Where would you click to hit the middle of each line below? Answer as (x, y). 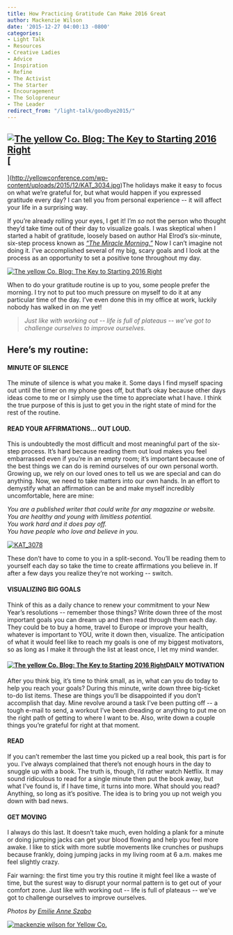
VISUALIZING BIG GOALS (44, 589)
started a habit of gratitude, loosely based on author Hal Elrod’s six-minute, (115, 235)
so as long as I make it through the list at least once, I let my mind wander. (113, 649)
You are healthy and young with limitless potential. (80, 517)
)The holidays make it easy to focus (171, 185)
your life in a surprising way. (48, 207)
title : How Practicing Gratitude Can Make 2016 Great (87, 14)
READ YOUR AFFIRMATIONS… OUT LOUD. (69, 428)
